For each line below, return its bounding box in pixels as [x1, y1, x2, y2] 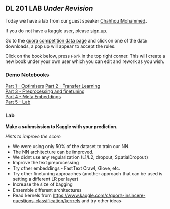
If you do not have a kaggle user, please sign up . [5, 28, 108, 34]
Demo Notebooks [5, 71, 50, 78]
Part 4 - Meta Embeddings [5, 94, 61, 100]
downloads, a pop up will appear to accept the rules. [5, 43, 116, 49]
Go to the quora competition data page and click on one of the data [5, 37, 147, 44]
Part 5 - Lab [5, 99, 31, 106]
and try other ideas [81, 198, 122, 204]
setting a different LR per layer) [12, 176, 78, 182]
